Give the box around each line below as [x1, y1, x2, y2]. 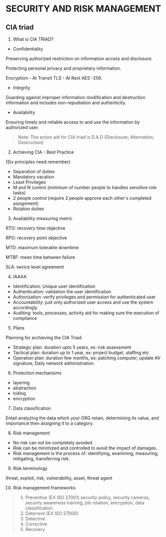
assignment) [12, 201, 39, 206]
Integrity [12, 85, 30, 91]
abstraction [12, 385, 36, 391]
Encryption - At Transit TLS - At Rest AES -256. [5, 75, 103, 81]
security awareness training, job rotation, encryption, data [25, 500, 145, 505]
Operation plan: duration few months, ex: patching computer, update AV [12, 355, 161, 361]
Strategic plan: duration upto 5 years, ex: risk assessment [12, 344, 132, 350]
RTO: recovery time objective [5, 225, 66, 231]
